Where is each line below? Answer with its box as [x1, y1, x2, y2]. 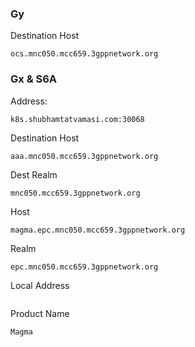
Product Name [10, 307, 70, 319]
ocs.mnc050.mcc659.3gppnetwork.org [10, 49, 159, 59]
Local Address [10, 279, 70, 291]
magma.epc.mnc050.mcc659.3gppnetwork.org [10, 225, 186, 235]
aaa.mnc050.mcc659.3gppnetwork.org [10, 151, 159, 161]
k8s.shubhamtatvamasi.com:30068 [10, 114, 145, 124]
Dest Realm [10, 168, 58, 181]
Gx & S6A [10, 72, 58, 86]
